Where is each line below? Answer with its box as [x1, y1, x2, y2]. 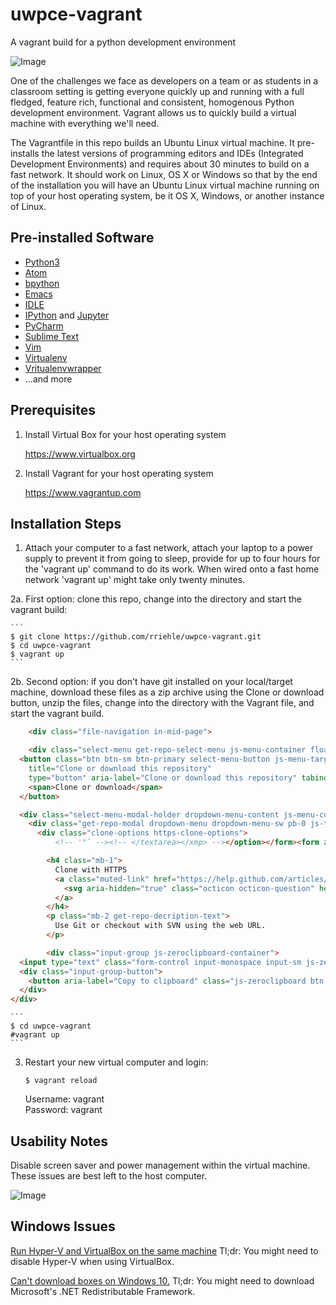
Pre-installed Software [10, 229, 155, 247]
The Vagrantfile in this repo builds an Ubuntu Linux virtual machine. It [10, 136, 295, 148]
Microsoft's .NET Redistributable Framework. [10, 1285, 196, 1297]
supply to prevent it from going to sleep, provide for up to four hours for [24, 553, 321, 565]
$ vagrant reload [24, 1076, 98, 1086]
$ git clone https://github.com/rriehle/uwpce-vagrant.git [10, 632, 262, 642]
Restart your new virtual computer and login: [24, 1056, 209, 1068]
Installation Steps [10, 515, 122, 532]
